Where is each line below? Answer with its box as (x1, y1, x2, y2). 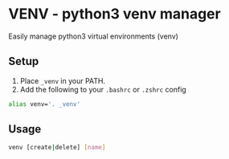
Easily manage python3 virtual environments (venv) (8, 31, 179, 41)
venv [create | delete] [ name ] (8, 144, 106, 152)
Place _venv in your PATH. (19, 75, 106, 85)
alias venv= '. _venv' (8, 100, 81, 108)
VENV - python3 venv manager (8, 5, 221, 23)
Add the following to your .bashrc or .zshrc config (19, 84, 186, 94)
